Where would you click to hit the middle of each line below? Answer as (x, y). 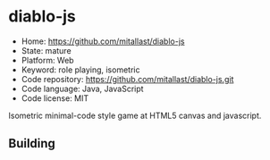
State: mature (46, 50)
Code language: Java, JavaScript (82, 88)
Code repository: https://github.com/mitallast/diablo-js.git (127, 79)
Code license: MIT (55, 98)
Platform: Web (47, 60)
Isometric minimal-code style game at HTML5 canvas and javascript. (135, 115)
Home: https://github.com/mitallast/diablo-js (103, 41)
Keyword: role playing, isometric (80, 70)
